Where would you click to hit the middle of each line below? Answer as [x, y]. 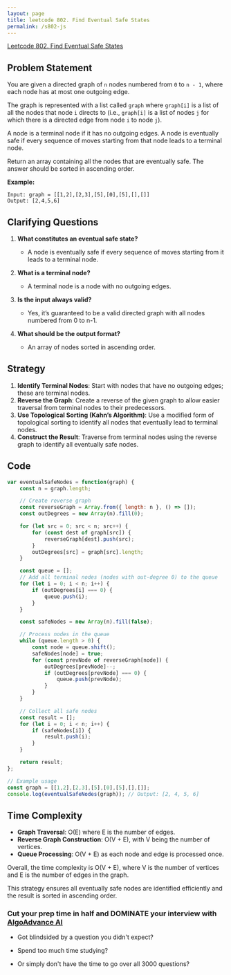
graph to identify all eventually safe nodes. [78, 444]
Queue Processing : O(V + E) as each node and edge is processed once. [120, 854]
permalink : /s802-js [37, 26]
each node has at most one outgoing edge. [68, 92]
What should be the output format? [69, 334]
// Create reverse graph [55, 501]
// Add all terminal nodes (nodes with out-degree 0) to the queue [119, 577]
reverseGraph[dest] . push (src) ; [89, 539]
